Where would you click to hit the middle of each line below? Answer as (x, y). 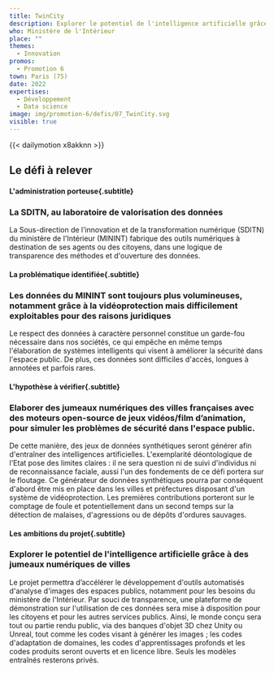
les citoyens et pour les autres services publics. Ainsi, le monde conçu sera (135, 617)
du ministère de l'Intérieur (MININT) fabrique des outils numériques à (125, 239)
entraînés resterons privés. (54, 660)
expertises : (29, 91)
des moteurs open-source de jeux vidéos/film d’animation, (128, 418)
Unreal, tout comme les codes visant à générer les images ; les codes (126, 634)
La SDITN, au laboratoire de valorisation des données (116, 212)
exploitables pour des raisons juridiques (90, 315)
